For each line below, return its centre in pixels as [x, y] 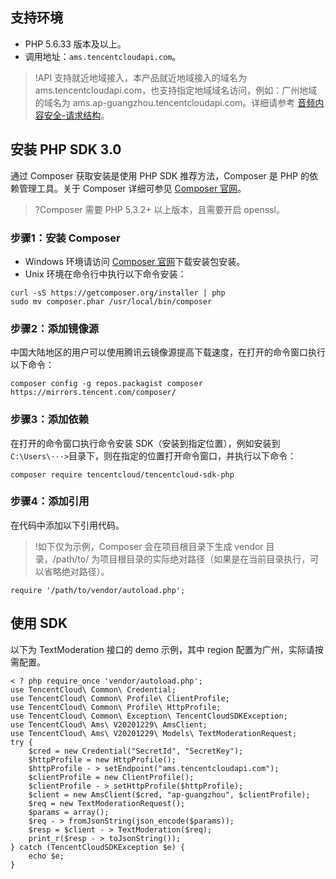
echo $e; [46, 856]
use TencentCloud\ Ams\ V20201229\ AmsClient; [109, 724]
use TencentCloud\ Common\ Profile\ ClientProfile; [120, 698]
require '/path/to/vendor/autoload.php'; [98, 590]
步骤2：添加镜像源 [55, 328]
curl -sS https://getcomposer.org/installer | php [118, 293]
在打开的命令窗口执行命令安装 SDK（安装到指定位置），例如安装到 [145, 443]
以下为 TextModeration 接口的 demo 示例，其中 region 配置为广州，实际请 [162, 649]
